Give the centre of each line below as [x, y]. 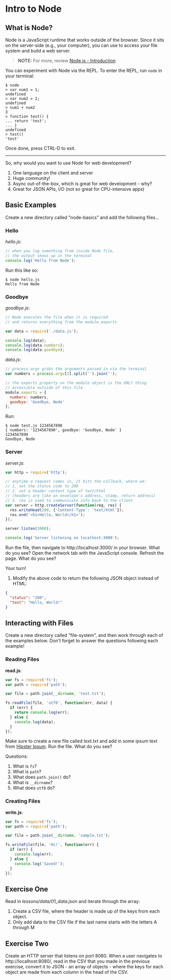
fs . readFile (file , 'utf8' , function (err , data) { [59, 703]
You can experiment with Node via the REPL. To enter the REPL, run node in [84, 70]
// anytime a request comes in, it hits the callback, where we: [76, 482]
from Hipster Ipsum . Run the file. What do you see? [59, 746]
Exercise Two [27, 944]
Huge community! [31, 178]
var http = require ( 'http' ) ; [36, 472]
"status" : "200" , [28, 598]
